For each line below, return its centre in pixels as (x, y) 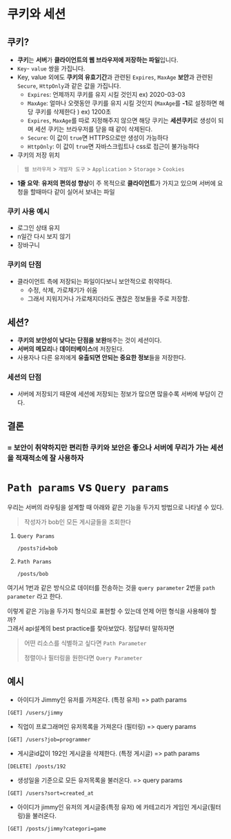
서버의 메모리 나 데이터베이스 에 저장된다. (70, 349)
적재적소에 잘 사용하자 (49, 458)
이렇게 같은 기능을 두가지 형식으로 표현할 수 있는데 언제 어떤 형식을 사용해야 (108, 611)
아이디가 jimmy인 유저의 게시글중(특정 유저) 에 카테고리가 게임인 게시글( (113, 806)
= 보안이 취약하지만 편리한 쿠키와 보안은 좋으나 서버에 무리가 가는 (108, 448)
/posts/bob (33, 574)
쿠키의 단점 (24, 265)
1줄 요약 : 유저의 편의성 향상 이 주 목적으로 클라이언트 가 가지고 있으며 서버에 (116, 183)
